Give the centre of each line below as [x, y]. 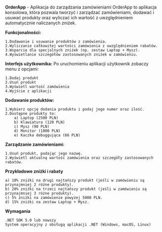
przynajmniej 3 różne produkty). [40, 193]
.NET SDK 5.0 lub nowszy [31, 220]
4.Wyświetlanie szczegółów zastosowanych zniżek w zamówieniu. [72, 54]
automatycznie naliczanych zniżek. [41, 23]
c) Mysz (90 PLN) [32, 127]
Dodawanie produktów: [30, 100]
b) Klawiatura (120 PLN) [40, 122]
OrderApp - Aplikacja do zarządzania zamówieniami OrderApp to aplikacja [81, 7]
